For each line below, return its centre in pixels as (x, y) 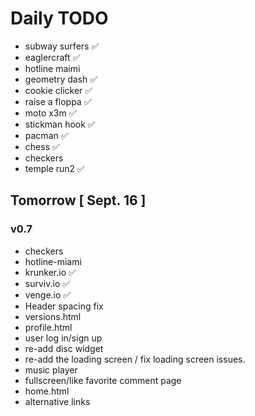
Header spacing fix (64, 306)
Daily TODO (59, 18)
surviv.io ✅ (47, 283)
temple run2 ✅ (54, 168)
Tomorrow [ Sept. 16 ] (78, 200)
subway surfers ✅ (62, 46)
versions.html (53, 316)
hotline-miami (53, 261)
